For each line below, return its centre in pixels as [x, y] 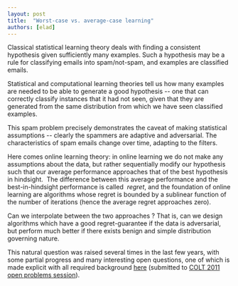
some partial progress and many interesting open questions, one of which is [119, 260]
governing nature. [33, 238]
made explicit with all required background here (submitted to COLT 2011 [114, 268]
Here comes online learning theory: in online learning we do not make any [115, 157]
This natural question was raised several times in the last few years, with [113, 253]
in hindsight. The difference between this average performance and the [113, 179]
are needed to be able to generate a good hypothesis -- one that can [108, 91]
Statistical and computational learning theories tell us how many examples [116, 84]
